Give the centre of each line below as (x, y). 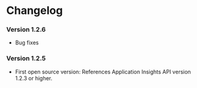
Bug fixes (27, 42)
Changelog (35, 11)
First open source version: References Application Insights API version (103, 72)
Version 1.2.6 (26, 30)
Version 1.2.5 (26, 58)
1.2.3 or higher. (34, 78)
